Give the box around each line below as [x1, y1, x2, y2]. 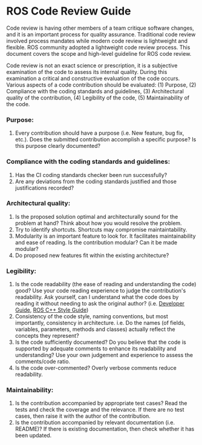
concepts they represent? [15, 332, 80, 340]
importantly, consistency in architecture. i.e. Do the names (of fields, [15, 320, 186, 327]
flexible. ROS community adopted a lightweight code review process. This [6, 44, 191, 51]
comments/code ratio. [15, 358, 71, 365]
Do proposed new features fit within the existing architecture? [15, 252, 169, 259]
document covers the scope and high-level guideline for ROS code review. [6, 50, 192, 57]
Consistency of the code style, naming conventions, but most [15, 313, 168, 320]
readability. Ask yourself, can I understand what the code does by [15, 293, 179, 301]
